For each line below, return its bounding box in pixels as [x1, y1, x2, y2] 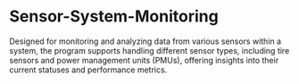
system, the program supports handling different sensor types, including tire [9, 45, 290, 55]
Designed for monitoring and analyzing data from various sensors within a [9, 36, 282, 46]
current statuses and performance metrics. [9, 64, 168, 75]
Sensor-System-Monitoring [9, 6, 219, 27]
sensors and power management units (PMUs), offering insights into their [9, 55, 279, 65]
